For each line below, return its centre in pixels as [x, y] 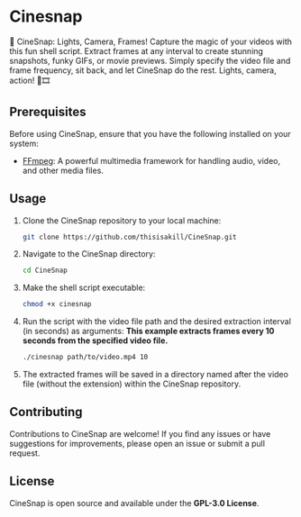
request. [25, 453]
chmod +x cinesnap [57, 304]
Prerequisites [48, 112]
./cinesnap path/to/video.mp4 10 [85, 358]
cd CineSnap [45, 271]
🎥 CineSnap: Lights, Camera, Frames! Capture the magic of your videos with [151, 41]
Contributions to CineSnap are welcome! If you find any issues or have [140, 433]
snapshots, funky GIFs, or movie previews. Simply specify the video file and [150, 60]
